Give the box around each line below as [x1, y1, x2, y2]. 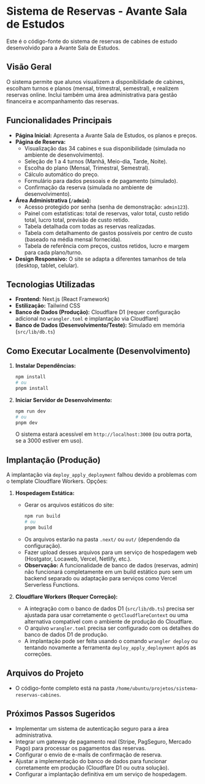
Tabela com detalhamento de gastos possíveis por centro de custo [24, 229, 193, 236]
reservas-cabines [15, 692, 60, 698]
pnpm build [24, 525, 53, 531]
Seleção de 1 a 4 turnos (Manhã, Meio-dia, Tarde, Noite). [24, 157, 168, 165]
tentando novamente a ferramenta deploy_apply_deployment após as [24, 644, 196, 651]
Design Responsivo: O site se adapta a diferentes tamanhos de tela [15, 255, 187, 263]
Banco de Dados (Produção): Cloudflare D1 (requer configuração [15, 308, 181, 316]
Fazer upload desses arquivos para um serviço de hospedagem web [24, 548, 198, 556]
